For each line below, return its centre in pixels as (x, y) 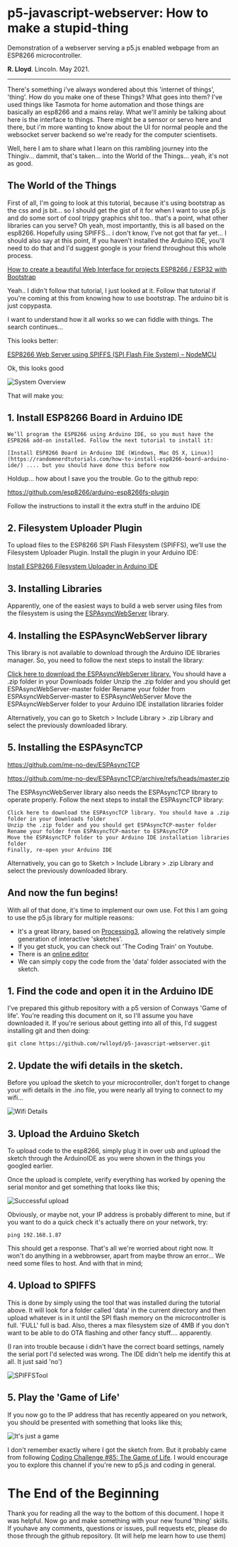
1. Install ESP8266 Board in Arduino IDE (95, 418)
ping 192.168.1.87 (34, 1235)
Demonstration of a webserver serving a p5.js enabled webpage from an (113, 48)
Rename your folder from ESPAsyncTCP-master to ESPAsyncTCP (98, 831)
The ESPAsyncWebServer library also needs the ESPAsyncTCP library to (113, 792)
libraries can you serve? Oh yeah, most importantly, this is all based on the (116, 225)
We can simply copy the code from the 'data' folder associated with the (122, 961)
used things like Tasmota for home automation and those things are (106, 104)
